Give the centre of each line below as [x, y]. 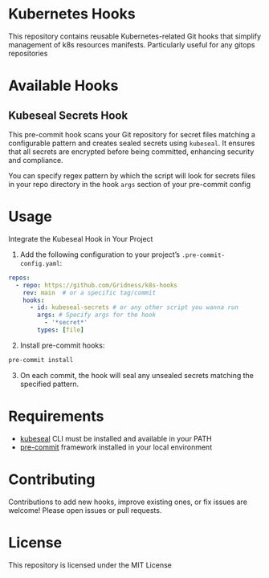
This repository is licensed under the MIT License [90, 565]
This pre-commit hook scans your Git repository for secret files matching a [132, 134]
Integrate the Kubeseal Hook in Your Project [81, 238]
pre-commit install [41, 360]
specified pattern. [49, 384]
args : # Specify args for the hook [97, 315]
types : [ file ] [61, 330]
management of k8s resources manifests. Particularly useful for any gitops [132, 44]
